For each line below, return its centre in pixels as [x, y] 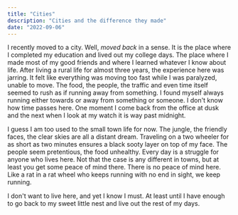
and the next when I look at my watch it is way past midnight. [97, 115]
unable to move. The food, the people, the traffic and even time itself [108, 85]
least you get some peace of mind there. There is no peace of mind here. [114, 167]
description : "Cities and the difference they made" [87, 21]
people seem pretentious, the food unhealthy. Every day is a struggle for [113, 152]
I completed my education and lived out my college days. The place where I [118, 55]
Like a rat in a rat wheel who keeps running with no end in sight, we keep [114, 174]
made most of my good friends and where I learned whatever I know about [117, 63]
